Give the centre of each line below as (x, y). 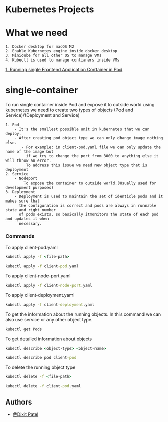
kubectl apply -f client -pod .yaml (42, 266)
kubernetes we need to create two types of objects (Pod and (69, 110)
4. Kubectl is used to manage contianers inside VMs (63, 60)
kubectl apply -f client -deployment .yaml (50, 304)
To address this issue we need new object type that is (86, 165)
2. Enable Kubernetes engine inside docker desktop (61, 51)
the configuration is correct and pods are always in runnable (88, 206)
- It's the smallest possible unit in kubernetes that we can (82, 129)
